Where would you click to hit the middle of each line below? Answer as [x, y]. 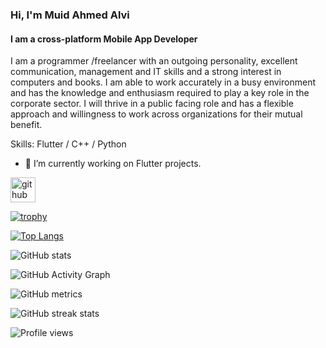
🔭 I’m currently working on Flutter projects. [113, 164]
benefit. [26, 125]
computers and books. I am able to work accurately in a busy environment [163, 82]
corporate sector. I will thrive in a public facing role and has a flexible [152, 104]
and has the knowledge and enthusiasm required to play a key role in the [160, 93]
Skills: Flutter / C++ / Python [68, 144]
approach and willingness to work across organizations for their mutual [156, 114]
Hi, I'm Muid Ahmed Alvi [70, 15]
